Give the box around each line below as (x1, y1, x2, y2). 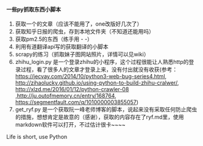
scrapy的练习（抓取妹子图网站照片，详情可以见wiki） (15, 50, 149, 58)
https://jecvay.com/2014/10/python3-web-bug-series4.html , (15, 73, 167, 80)
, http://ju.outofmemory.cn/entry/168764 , (15, 92, 117, 100)
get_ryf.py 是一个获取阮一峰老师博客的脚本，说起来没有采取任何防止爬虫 (15, 106, 198, 113)
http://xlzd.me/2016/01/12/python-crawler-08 (15, 86, 129, 93)
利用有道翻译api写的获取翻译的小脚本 (15, 43, 109, 50)
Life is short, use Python (6, 133, 68, 141)
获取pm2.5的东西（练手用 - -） (15, 35, 93, 43)
